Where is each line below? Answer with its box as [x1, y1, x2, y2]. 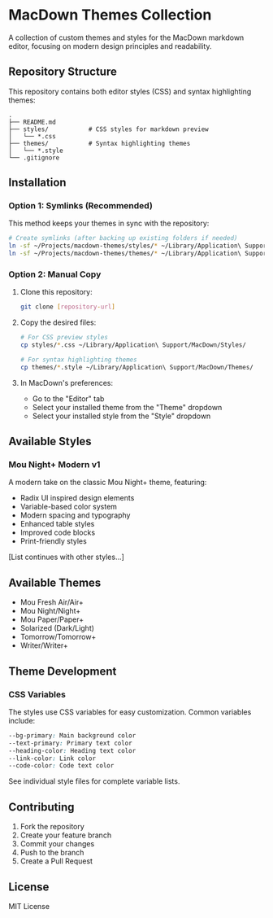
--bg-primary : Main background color [8, 731, 136, 740]
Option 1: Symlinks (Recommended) [8, 200, 153, 212]
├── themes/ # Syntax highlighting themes [8, 139, 191, 147]
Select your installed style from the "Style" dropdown [32, 411, 211, 421]
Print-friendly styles [19, 536, 87, 546]
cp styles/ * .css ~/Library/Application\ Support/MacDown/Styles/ [19, 341, 246, 349]
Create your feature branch [19, 830, 112, 840]
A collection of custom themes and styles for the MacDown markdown [8, 33, 245, 42]
